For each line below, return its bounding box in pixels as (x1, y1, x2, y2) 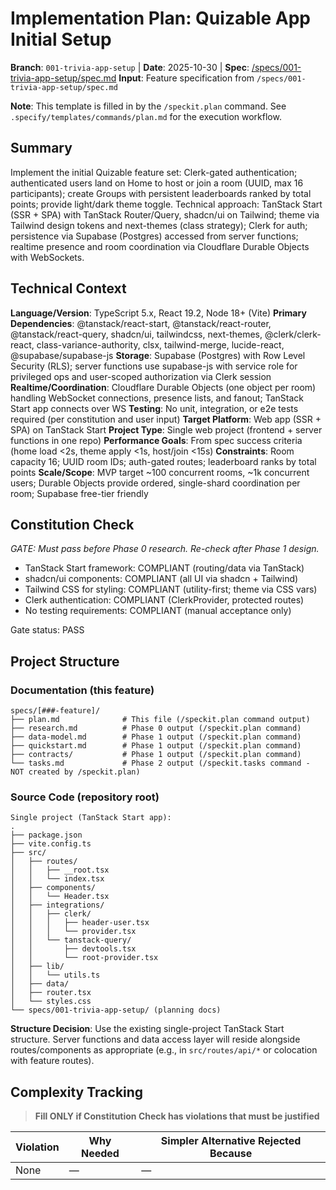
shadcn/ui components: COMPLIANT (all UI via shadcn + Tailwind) (24, 573, 299, 585)
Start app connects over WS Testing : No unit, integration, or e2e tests (10, 402, 299, 414)
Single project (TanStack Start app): (10, 813, 172, 823)
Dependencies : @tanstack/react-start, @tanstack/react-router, (10, 317, 272, 329)
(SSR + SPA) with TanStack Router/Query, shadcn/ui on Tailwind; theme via (10, 208, 320, 221)
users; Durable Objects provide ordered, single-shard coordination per (10, 477, 301, 489)
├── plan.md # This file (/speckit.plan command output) (10, 715, 311, 725)
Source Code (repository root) (10, 790, 160, 804)
